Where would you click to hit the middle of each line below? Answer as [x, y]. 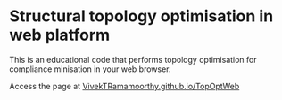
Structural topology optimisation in [141, 16]
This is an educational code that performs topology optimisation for [133, 59]
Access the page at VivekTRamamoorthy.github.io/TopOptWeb [124, 86]
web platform [60, 35]
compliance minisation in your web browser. [90, 69]
